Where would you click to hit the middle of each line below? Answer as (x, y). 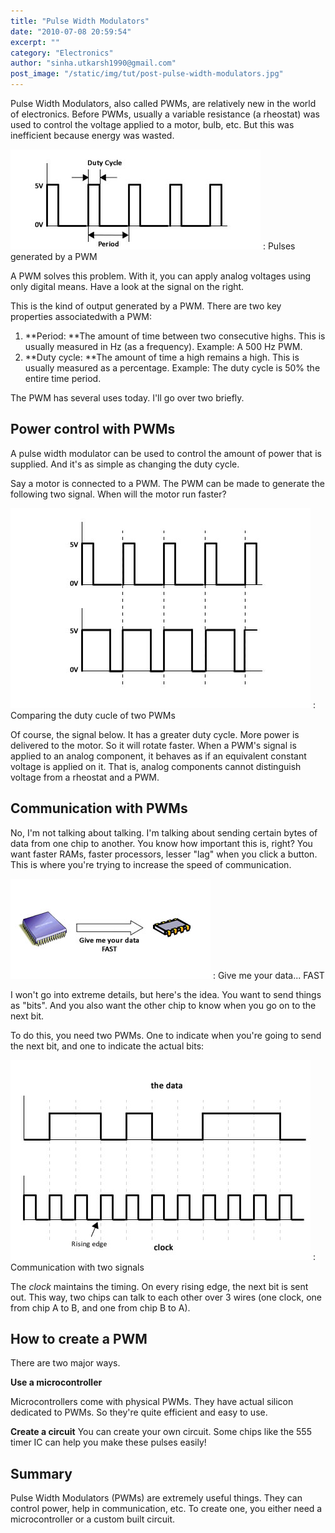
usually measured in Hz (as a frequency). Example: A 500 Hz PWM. (163, 346)
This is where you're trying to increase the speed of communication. (151, 864)
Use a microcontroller (56, 1382)
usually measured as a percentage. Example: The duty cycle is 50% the (172, 368)
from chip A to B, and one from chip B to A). (100, 1307)
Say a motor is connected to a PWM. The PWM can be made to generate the (167, 483)
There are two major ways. (65, 1363)
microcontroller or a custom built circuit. (93, 1519)
